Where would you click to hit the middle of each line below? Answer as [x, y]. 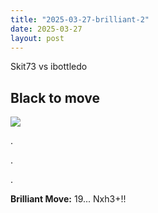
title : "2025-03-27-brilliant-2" [80, 19]
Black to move [55, 97]
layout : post [37, 38]
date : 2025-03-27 [46, 29]
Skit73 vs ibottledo [49, 67]
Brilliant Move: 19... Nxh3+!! [68, 199]
